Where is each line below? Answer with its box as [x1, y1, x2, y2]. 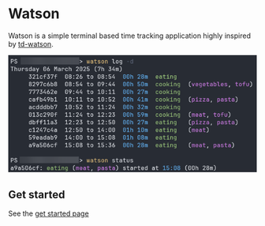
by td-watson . [8, 39, 54, 48]
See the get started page [8, 209, 89, 218]
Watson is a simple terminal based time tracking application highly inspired [8, 31, 251, 40]
